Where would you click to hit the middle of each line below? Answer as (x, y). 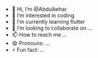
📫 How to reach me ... (39, 35)
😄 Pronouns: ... (31, 43)
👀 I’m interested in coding (43, 15)
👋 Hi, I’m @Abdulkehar (39, 9)
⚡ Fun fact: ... (28, 50)
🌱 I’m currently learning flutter (48, 22)
